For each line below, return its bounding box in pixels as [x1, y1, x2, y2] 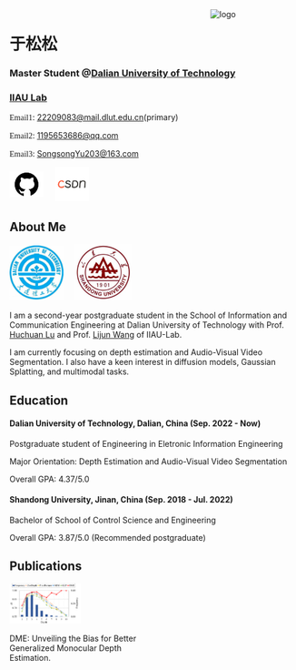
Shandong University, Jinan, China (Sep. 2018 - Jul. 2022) [9, 494, 233, 505]
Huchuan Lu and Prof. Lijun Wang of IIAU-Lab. [9, 330, 183, 340]
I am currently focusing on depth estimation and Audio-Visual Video [9, 347, 263, 358]
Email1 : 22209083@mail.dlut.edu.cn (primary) [9, 112, 179, 123]
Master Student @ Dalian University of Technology [9, 67, 236, 80]
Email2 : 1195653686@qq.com [9, 130, 119, 141]
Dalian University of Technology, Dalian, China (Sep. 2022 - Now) [9, 418, 261, 429]
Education [9, 392, 69, 408]
